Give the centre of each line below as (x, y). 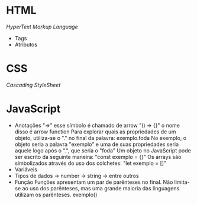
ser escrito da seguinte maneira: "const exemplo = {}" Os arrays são (98, 157)
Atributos (26, 44)
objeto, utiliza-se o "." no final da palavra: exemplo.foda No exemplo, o (101, 138)
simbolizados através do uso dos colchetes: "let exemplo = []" (91, 163)
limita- (182, 182)
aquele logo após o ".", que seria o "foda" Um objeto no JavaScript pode (103, 150)
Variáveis (26, 169)
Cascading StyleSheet (33, 85)
